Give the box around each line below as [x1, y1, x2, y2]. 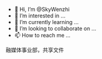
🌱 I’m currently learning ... [14, 19, 79, 25]
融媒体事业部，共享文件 [5, 46, 64, 54]
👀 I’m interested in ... [14, 12, 66, 19]
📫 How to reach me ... [14, 32, 71, 39]
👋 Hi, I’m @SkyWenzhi [14, 6, 70, 13]
